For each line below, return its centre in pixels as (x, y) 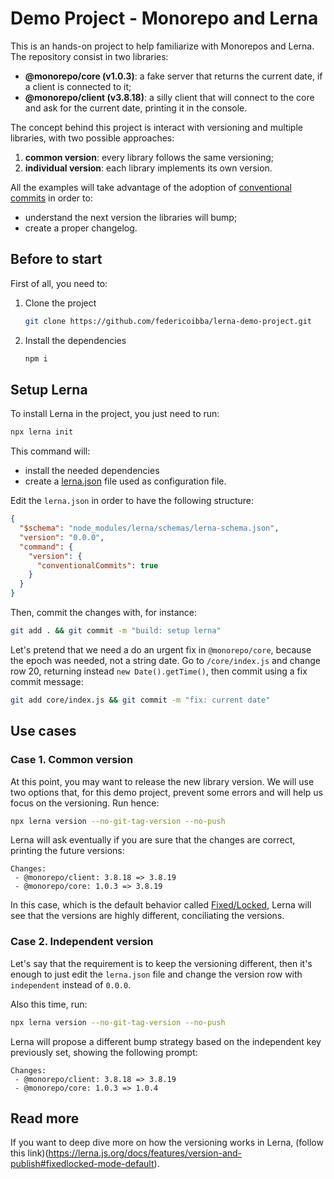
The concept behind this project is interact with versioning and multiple (156, 127)
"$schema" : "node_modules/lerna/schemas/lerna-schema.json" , (149, 528)
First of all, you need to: (59, 283)
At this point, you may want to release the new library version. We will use (162, 781)
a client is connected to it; (78, 86)
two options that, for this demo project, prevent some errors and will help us (167, 792)
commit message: (47, 681)
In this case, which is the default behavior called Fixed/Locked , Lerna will (161, 905)
